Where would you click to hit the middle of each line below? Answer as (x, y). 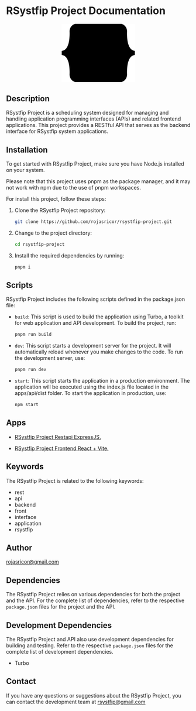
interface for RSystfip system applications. (57, 131)
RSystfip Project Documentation (86, 11)
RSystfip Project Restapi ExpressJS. (58, 437)
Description (28, 99)
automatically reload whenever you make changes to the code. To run (99, 352)
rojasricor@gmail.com (33, 562)
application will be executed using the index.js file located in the (91, 387)
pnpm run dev (30, 370)
